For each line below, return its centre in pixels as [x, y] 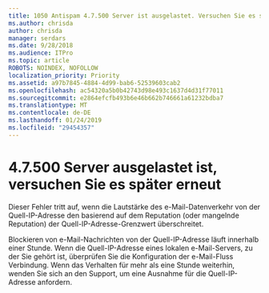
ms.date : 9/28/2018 [41, 46]
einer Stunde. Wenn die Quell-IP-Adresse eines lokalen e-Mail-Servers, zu [131, 248]
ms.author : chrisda [41, 23]
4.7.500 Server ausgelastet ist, [113, 167]
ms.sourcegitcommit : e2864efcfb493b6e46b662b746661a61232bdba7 [116, 98]
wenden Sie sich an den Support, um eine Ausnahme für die [107, 273]
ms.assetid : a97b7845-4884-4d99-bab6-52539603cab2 [94, 83]
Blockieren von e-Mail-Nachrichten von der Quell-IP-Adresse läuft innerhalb [133, 239]
